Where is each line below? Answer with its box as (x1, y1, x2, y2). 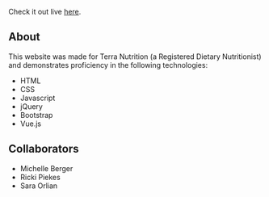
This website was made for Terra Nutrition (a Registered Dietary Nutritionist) (8, 52, 262, 61)
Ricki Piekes (19, 172, 61, 182)
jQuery (19, 101, 43, 111)
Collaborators (8, 142, 79, 156)
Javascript (19, 93, 56, 103)
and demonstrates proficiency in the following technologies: (8, 60, 208, 69)
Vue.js (19, 119, 42, 128)
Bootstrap (19, 110, 53, 119)
